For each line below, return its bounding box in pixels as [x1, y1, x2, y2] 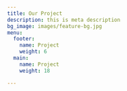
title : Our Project [7, 10, 63, 17]
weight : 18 [19, 67, 51, 74]
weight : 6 [19, 49, 48, 55]
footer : [13, 36, 36, 42]
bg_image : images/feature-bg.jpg [7, 23, 102, 29]
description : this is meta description [7, 16, 121, 23]
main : [13, 55, 29, 62]
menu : [7, 29, 23, 36]
